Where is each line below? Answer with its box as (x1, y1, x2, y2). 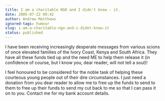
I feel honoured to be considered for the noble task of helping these (5, 69, 143, 75)
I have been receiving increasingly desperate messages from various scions (5, 44, 160, 50)
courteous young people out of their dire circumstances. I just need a (5, 75, 146, 80)
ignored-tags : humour (5, 21, 50, 26)
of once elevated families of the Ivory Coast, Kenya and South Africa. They (5, 49, 157, 55)
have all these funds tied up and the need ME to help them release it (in (5, 54, 150, 60)
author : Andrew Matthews (5, 16, 56, 21)
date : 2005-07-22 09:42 (5, 12, 54, 17)
